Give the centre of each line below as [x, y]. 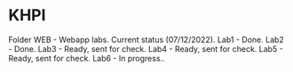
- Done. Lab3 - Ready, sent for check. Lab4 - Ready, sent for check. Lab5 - [146, 48]
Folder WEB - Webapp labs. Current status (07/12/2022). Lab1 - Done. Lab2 [146, 40]
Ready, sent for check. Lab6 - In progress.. [87, 58]
